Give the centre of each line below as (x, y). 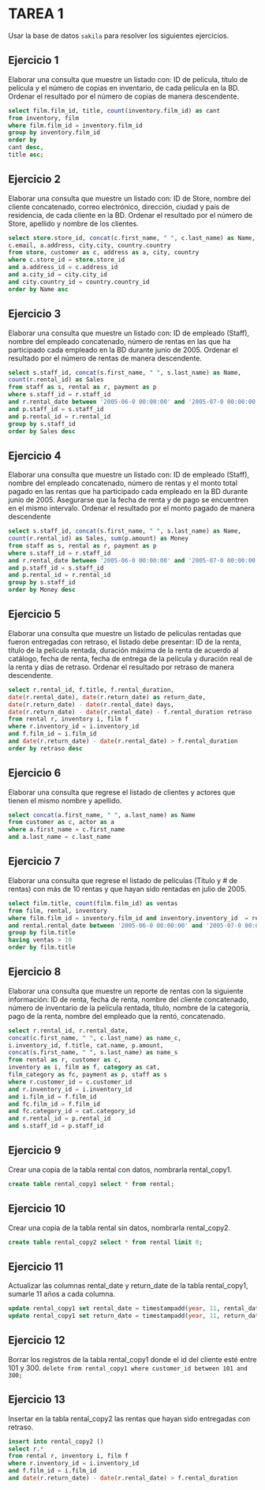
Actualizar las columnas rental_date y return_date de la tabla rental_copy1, (128, 1286)
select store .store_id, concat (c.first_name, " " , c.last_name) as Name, (132, 238)
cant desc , (26, 148)
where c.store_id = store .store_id (67, 260)
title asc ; (26, 155)
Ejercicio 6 (35, 773)
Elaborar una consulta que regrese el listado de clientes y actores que (122, 792)
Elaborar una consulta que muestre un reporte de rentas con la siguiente (126, 990)
